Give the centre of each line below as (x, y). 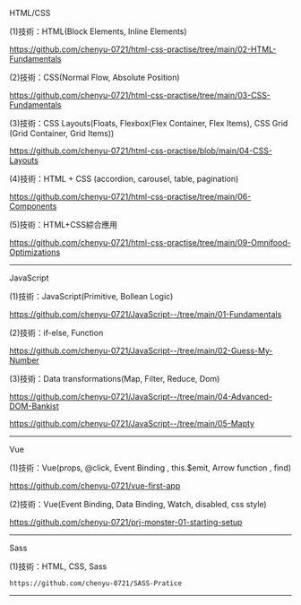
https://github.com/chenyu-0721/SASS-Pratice (95, 583)
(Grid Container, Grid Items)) (62, 133)
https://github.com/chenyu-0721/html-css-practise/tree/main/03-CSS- (140, 95)
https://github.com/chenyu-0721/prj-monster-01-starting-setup (126, 522)
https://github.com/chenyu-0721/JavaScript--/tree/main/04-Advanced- (141, 397)
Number (25, 360)
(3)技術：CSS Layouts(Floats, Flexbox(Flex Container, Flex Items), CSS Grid (149, 123)
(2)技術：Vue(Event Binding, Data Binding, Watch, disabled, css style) (138, 504)
